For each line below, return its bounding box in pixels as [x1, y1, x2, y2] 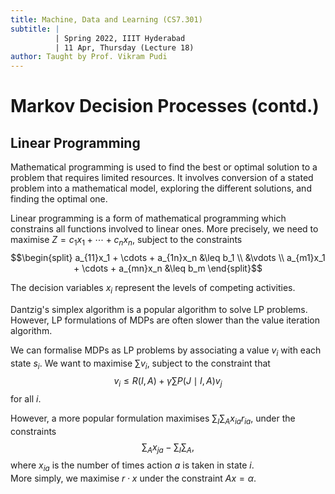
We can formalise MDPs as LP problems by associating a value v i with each [10, 344, 322, 358]
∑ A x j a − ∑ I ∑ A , [141, 441, 195, 455]
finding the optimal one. [10, 193, 108, 205]
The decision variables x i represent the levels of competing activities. [10, 281, 296, 296]
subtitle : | [10, 24, 60, 34]
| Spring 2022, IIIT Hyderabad [54, 33, 186, 43]
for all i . [10, 393, 42, 405]
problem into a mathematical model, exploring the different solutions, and [10, 182, 312, 195]
